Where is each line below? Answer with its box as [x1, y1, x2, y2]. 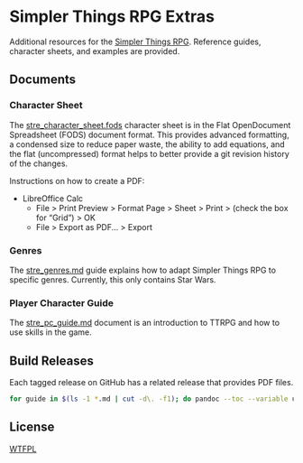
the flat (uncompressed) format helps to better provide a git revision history [9, 148, 290, 159]
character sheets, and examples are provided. [9, 45, 180, 56]
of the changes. [9, 158, 69, 169]
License [9, 420, 55, 435]
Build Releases [9, 353, 95, 368]
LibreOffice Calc [22, 192, 84, 204]
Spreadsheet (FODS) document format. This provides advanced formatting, [9, 129, 290, 140]
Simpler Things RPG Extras [9, 6, 215, 27]
